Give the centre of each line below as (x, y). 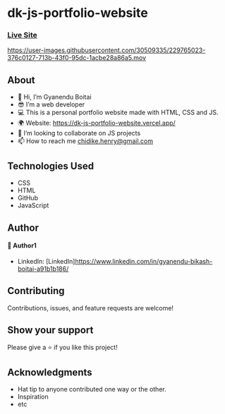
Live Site (22, 35)
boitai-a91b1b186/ (43, 269)
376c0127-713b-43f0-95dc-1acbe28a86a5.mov (77, 58)
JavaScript (33, 205)
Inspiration (33, 397)
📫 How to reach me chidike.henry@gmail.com (85, 141)
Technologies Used (50, 166)
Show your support (50, 330)
